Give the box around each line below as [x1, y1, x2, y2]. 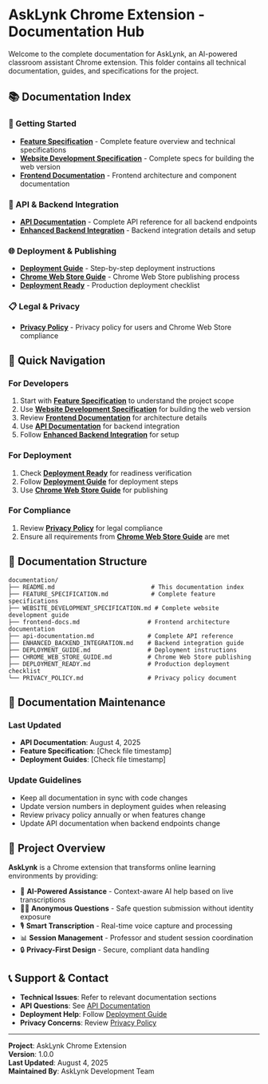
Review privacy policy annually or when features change [19, 810, 206, 819]
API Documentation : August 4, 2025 [19, 738, 141, 747]
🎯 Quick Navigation [8, 353, 106, 367]
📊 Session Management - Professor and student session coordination [19, 933, 254, 943]
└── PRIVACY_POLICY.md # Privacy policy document [8, 674, 238, 682]
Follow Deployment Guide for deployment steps [19, 476, 179, 486]
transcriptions [19, 895, 66, 905]
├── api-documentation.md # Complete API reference [8, 632, 234, 640]
